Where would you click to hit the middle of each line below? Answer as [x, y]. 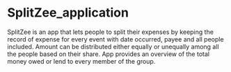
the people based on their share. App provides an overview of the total [109, 54]
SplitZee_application [68, 13]
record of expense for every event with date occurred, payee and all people [115, 39]
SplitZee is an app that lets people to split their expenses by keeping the [111, 32]
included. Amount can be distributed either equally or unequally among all [113, 46]
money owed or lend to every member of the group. [81, 61]
